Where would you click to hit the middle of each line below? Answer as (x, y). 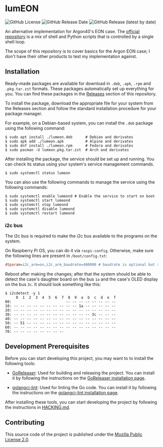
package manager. (24, 113)
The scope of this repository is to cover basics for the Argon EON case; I (78, 51)
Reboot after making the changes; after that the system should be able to (78, 274)
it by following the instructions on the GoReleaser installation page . (79, 378)
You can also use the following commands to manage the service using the (80, 182)
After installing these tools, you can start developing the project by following (81, 402)
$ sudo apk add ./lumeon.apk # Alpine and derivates (69, 141)
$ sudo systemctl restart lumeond (40, 213)
